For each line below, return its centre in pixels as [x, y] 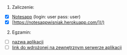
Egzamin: [21, 32]
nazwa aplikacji [28, 42]
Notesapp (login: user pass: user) [46, 17]
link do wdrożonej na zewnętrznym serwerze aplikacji [67, 48]
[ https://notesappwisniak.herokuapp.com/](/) [58, 22]
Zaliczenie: [23, 7]
